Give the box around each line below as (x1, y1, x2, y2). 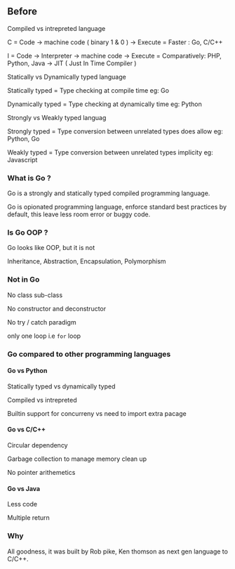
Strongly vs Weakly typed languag (7, 113, 107, 122)
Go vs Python (7, 367, 48, 375)
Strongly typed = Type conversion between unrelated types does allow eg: (7, 126, 223, 136)
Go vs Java (7, 484, 41, 492)
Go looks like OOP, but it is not (7, 244, 95, 252)
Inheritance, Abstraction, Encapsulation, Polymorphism (7, 257, 166, 266)
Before (7, 6, 37, 18)
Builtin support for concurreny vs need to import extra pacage (7, 409, 187, 417)
